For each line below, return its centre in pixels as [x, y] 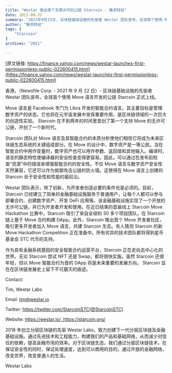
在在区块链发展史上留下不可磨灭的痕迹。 [48, 269]
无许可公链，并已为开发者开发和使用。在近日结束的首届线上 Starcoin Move [84, 207]
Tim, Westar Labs [24, 289]
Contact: [15, 279]
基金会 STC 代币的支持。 [31, 239]
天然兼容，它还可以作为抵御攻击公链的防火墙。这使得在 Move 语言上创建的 [84, 170]
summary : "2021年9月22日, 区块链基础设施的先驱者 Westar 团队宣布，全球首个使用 [84, 20]
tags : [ [14, 29]
